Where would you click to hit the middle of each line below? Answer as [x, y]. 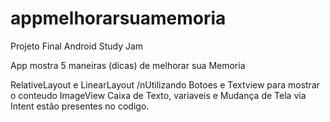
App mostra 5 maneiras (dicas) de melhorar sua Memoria [128, 65]
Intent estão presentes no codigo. [80, 106]
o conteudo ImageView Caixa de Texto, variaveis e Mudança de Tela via [158, 95]
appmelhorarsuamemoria [118, 18]
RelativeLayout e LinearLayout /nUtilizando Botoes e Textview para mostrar [165, 84]
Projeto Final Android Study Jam [77, 46]
